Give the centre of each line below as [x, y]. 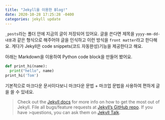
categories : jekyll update [33, 19]
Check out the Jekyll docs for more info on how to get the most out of [88, 102]
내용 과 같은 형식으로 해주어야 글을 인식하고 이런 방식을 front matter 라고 [75, 40]
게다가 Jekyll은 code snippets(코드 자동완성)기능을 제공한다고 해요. [77, 46]
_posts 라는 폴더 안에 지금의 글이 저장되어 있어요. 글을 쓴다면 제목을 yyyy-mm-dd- [82, 34]
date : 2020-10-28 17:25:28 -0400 [40, 14]
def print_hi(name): [27, 66]
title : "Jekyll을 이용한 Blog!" [36, 10]
